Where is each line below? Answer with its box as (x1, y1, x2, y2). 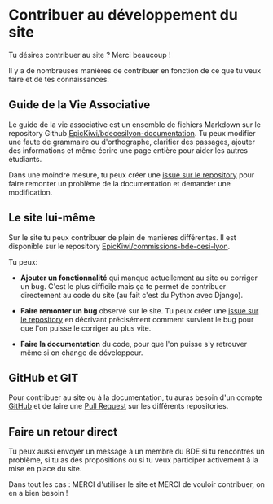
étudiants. (8, 154, 42, 164)
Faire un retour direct (8, 425, 118, 439)
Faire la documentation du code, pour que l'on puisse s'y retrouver (20, 339, 247, 348)
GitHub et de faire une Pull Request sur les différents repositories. (8, 401, 229, 411)
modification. (8, 187, 53, 197)
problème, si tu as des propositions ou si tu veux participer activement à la (8, 455, 258, 465)
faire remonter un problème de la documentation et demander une (8, 178, 231, 188)
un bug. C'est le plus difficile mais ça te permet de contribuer (20, 281, 227, 291)
